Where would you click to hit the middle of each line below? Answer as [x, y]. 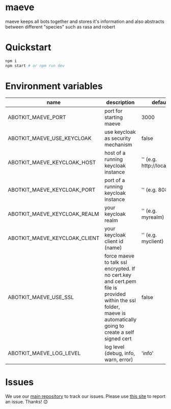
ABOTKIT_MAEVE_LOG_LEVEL [44, 353]
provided [115, 294]
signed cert [118, 338]
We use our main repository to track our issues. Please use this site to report [85, 396]
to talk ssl [116, 262]
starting [113, 117]
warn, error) [119, 359]
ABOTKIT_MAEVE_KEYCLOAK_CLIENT [54, 238]
